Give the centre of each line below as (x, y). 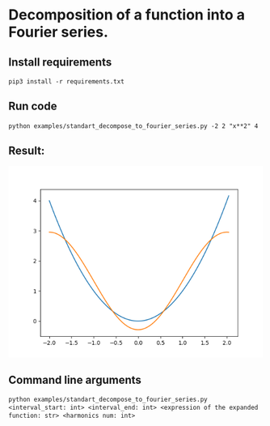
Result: (27, 151)
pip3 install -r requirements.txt (67, 82)
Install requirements (60, 62)
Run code (33, 106)
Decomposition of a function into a (127, 15)
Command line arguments (75, 380)
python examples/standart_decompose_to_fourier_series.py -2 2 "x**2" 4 (133, 126)
